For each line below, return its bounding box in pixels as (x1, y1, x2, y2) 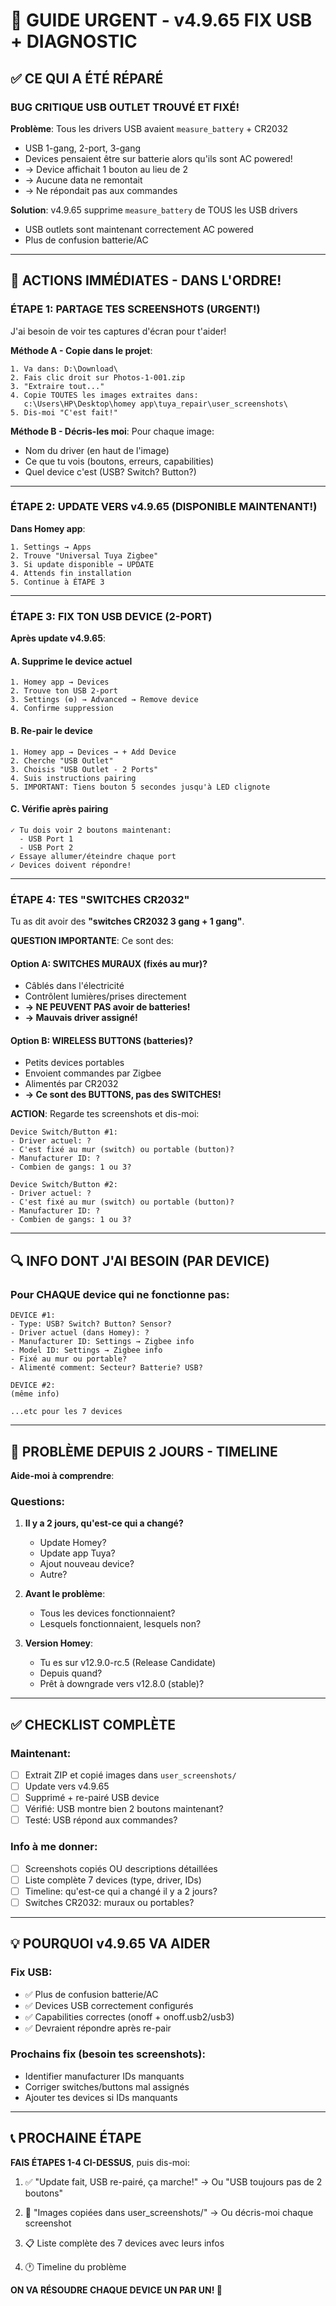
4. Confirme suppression (10, 704, 114, 714)
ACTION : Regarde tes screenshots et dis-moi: (10, 1108, 200, 1120)
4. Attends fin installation (10, 568, 132, 578)
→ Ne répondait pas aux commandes (24, 184, 178, 196)
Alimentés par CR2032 (24, 1078, 119, 1090)
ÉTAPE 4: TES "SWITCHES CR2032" (10, 892, 190, 906)
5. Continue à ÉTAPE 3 (10, 577, 105, 587)
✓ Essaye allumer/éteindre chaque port (10, 851, 177, 861)
